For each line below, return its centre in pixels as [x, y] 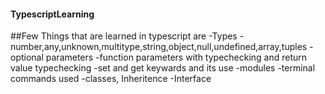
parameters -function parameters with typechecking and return [176, 57]
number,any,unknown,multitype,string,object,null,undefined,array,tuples [159, 47]
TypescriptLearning [52, 14]
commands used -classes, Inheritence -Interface [111, 79]
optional [27, 57]
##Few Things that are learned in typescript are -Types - [127, 36]
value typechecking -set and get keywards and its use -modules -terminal [163, 68]
